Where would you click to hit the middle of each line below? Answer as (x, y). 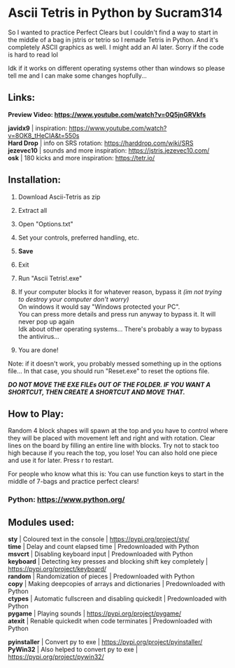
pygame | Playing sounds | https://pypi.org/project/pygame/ (94, 613)
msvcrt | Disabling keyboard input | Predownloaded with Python (100, 554)
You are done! (38, 350)
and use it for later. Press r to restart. (61, 461)
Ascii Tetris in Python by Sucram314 (115, 13)
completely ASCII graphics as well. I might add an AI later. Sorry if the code (116, 47)
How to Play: (36, 413)
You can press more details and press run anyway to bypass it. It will (117, 314)
